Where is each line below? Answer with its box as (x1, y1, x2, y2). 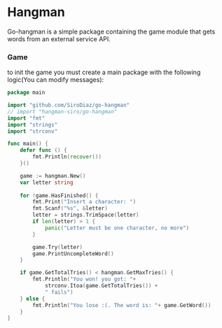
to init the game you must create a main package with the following (7, 68, 201, 77)
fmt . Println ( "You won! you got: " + (32, 276, 137, 283)
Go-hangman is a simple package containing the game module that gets (7, 27, 216, 36)
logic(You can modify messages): (7, 76, 104, 84)
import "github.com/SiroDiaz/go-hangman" (7, 102, 130, 109)
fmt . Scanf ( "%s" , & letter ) (32, 205, 109, 212)
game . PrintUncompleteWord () (32, 250, 114, 257)
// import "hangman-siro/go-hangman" (7, 108, 118, 115)
